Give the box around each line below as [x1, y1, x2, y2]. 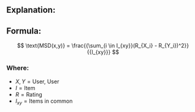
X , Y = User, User [15, 78, 59, 85]
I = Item [15, 84, 36, 91]
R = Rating [15, 91, 43, 98]
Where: [6, 64, 29, 72]
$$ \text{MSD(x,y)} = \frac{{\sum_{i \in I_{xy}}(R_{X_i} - [17, 42, 158, 50]
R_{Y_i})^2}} [158, 42, 189, 50]
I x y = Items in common [15, 97, 73, 106]
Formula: [6, 26, 42, 36]
